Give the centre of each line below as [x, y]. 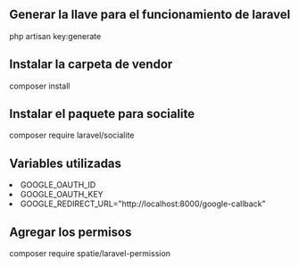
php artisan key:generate [55, 36]
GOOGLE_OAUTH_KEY [62, 195]
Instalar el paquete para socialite [102, 114]
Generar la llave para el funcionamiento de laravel [150, 15]
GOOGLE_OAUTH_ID [58, 185]
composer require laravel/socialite [72, 135]
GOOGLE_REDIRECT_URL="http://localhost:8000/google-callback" [143, 204]
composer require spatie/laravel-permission [90, 254]
